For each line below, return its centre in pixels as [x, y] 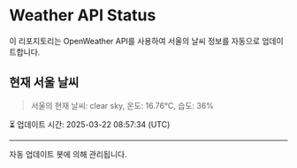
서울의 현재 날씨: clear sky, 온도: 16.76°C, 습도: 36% [122, 105]
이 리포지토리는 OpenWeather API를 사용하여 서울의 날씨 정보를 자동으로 [135, 41]
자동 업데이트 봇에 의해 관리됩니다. [68, 154]
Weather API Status [83, 15]
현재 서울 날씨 [44, 83]
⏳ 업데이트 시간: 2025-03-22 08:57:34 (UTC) [90, 124]
